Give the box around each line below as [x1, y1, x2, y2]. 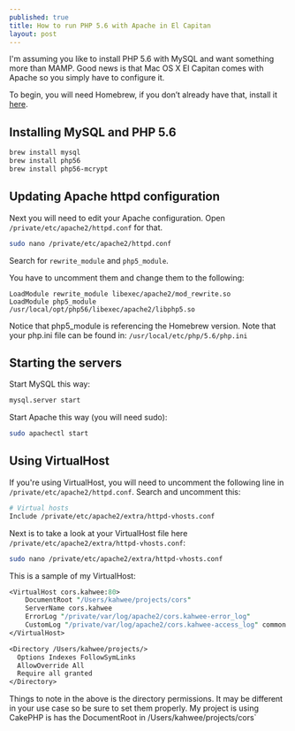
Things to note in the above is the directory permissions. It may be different [9, 694, 284, 704]
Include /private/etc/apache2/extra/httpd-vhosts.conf [9, 512, 216, 520]
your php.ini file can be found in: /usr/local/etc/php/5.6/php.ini [9, 329, 248, 341]
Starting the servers [9, 355, 122, 370]
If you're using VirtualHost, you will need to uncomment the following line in [9, 477, 284, 488]
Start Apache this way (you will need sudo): [9, 412, 168, 423]
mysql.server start [9, 396, 81, 405]
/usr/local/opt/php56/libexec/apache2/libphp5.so [9, 304, 196, 314]
